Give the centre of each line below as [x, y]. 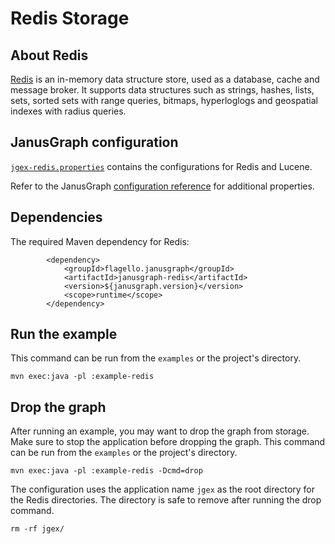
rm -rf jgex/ [37, 529]
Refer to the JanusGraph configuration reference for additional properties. [162, 186]
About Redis [49, 55]
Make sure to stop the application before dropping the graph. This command [168, 442]
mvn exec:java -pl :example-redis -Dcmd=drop [106, 471]
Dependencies [56, 217]
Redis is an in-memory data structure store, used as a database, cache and [165, 79]
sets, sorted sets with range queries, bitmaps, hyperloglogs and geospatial [164, 100]
